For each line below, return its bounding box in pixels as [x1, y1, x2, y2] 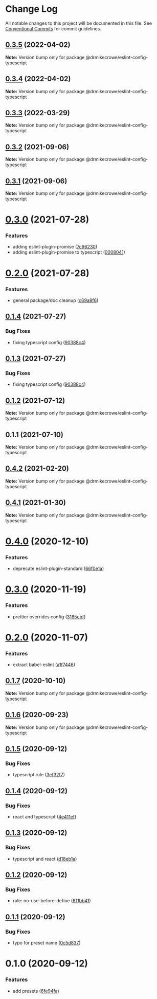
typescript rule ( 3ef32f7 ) [12, 772, 65, 778]
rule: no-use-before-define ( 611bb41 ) [12, 898, 91, 904]
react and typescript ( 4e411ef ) [12, 814, 77, 820]
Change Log [5, 3, 58, 15]
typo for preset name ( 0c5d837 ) [12, 940, 81, 946]
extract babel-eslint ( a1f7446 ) [12, 662, 76, 668]
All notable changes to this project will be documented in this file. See [5, 20, 152, 26]
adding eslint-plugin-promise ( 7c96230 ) [12, 244, 98, 250]
